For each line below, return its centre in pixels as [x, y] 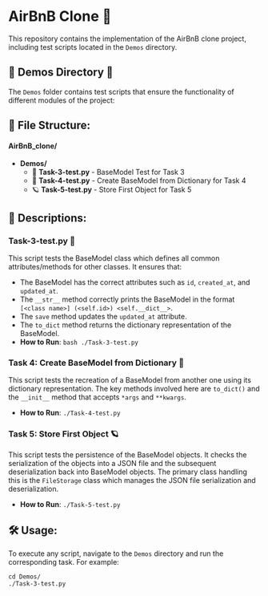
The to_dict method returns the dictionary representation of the [126, 325]
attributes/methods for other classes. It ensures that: [95, 267]
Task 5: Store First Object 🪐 [64, 434]
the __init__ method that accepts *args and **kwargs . [97, 397]
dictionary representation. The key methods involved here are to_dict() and [134, 389]
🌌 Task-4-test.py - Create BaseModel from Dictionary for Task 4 [139, 180]
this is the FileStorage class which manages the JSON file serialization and [132, 480]
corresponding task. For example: [64, 562]
